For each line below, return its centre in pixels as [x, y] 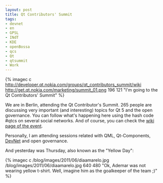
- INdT [12, 38]
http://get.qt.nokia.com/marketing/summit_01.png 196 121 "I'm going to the [81, 90]
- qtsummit [16, 61]
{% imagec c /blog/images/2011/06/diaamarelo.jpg [57, 160]
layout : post [19, 10]
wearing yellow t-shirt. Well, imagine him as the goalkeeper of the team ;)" [81, 171]
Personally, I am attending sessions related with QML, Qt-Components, [78, 136]
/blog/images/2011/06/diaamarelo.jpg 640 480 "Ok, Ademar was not [76, 166]
